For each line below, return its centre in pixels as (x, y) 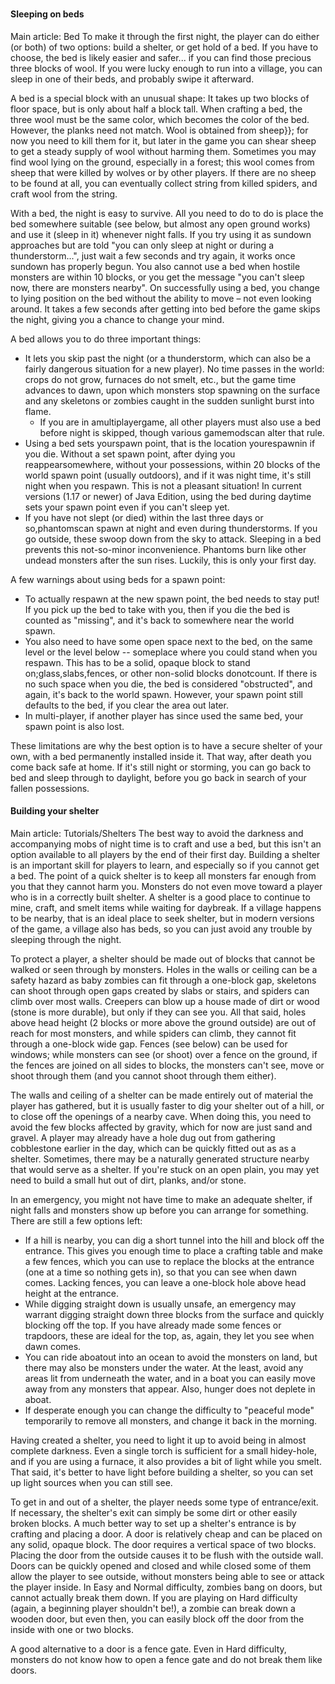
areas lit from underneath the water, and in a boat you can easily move (170, 1378)
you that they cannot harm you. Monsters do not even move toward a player (166, 886)
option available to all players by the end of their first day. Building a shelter (165, 854)
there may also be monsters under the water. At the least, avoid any (164, 1367)
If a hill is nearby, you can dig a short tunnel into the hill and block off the (174, 1240)
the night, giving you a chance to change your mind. (117, 319)
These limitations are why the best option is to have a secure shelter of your (166, 745)
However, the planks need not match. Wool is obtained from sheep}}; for (159, 130)
